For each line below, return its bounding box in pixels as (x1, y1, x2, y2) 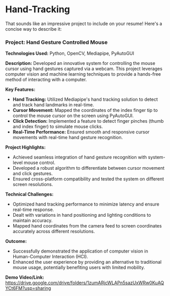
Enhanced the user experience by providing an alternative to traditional (12, 259, 162, 265)
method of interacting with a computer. (5, 77, 87, 83)
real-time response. (12, 207, 54, 213)
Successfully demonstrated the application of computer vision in (12, 248, 149, 254)
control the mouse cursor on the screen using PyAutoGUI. (12, 112, 134, 119)
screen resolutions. (12, 181, 53, 188)
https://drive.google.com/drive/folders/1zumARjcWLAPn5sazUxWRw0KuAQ (5, 280, 164, 286)
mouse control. (23, 160, 55, 166)
